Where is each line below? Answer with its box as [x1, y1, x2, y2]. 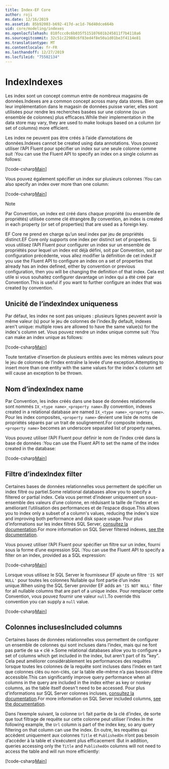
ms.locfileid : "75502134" [5, 54, 60, 60]
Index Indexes [5, 76, 63, 87]
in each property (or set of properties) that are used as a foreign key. [5, 221, 148, 227]
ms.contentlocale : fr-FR [5, 45, 58, 50]
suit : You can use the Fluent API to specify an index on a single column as [5, 151, 159, 157]
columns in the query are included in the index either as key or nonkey [5, 679, 151, 685]
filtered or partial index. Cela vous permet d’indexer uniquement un [5, 494, 145, 500]
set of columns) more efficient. [5, 125, 70, 131]
